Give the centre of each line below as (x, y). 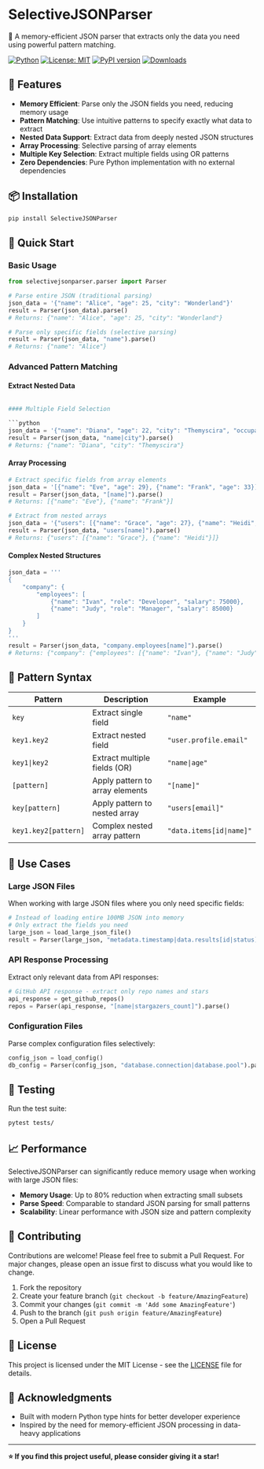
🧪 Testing (32, 1089)
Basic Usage (33, 265)
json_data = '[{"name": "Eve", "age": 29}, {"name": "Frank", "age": (125, 487)
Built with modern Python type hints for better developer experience (130, 1417)
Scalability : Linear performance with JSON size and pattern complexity (135, 1212)
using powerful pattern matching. (62, 44)
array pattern (116, 836)
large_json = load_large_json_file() (70, 932)
